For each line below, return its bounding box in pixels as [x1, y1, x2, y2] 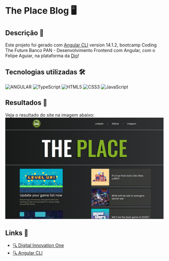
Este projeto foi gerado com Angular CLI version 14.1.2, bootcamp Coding [5, 42, 157, 48]
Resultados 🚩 [5, 98, 48, 107]
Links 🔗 [5, 229, 29, 237]
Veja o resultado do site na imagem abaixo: [5, 112, 95, 118]
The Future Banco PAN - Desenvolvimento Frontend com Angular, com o [5, 47, 155, 53]
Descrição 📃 [5, 28, 44, 37]
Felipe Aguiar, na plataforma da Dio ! [5, 53, 79, 59]
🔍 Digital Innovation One [12, 242, 64, 248]
